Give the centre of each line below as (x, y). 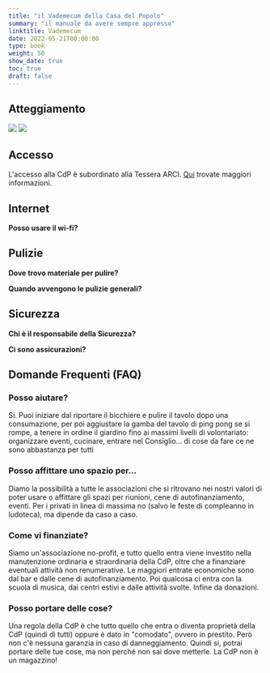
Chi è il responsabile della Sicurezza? (72, 334)
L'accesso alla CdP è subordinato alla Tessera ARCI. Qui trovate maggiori (130, 174)
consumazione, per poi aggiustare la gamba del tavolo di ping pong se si (129, 424)
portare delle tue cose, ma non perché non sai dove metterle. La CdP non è (133, 652)
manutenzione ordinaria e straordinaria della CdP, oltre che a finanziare (127, 561)
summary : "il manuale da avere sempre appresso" (92, 23)
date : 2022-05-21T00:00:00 (54, 38)
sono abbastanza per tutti (51, 449)
